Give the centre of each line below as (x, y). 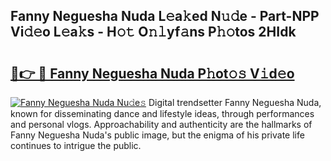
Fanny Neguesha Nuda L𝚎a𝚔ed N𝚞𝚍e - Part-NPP (165, 16)
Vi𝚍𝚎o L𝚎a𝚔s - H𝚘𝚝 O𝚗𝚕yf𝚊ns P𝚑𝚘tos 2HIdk (153, 32)
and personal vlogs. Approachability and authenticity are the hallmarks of (161, 124)
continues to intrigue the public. (76, 145)
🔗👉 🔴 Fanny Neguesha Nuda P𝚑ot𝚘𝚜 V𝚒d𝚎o (152, 73)
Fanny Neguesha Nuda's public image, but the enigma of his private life (157, 135)
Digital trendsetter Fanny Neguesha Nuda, (235, 102)
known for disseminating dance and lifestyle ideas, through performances (162, 113)
